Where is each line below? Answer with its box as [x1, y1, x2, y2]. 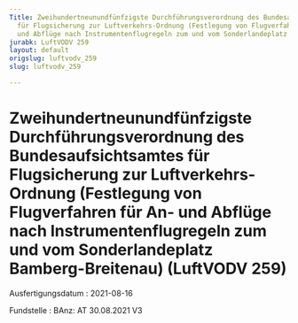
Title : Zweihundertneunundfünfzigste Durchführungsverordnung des [9, 12, 260, 22]
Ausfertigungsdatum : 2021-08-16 [9, 288, 133, 298]
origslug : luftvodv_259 [9, 54, 98, 63]
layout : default [9, 46, 69, 55]
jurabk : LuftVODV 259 [9, 37, 90, 47]
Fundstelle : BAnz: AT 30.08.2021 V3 [9, 304, 143, 315]
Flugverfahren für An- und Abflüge [9, 203, 272, 222]
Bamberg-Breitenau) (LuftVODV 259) [9, 258, 287, 279]
